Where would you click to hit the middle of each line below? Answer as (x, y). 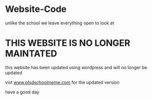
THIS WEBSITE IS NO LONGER (68, 43)
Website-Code (36, 9)
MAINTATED (31, 54)
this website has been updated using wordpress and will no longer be (76, 67)
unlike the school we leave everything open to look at (60, 23)
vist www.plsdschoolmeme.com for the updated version (63, 82)
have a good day (22, 92)
